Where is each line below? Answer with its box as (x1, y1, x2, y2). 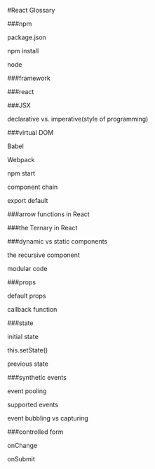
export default (7, 197, 48, 204)
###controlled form (7, 428, 64, 436)
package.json (7, 33, 47, 41)
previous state (7, 359, 49, 368)
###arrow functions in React (7, 210, 90, 218)
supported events (7, 400, 58, 409)
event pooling (7, 387, 47, 395)
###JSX (7, 101, 31, 110)
